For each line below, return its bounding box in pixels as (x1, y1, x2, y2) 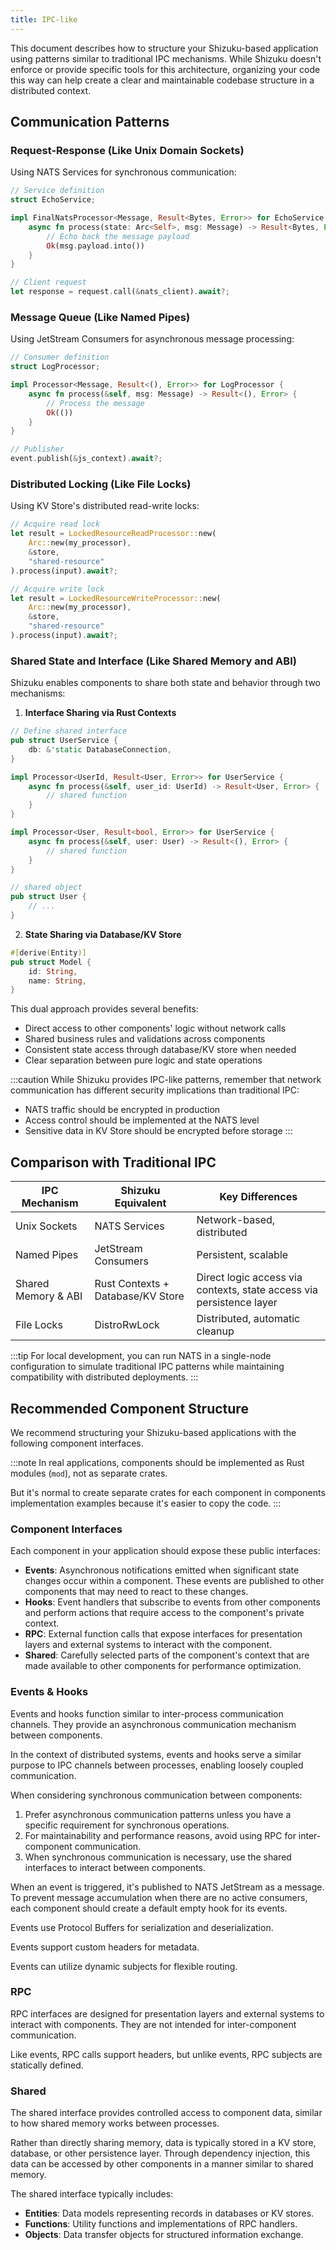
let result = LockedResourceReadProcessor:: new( (10, 529, 217, 539)
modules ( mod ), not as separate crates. (10, 1467, 168, 1479)
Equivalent (114, 1196, 167, 1210)
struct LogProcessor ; (10, 362, 101, 372)
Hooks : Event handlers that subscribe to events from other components (24, 1596, 321, 1608)
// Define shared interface (10, 726, 128, 736)
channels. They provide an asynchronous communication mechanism (10, 1718, 297, 1730)
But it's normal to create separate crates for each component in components (10, 1486, 326, 1498)
